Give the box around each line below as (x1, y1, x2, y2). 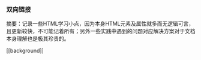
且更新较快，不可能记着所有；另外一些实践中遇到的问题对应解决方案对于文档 (6, 28, 196, 35)
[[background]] (6, 47, 44, 55)
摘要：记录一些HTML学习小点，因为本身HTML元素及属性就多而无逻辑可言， (6, 20, 194, 28)
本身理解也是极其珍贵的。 (6, 35, 70, 43)
